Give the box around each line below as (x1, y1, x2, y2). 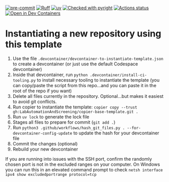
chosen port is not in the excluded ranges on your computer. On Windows (5, 161, 160, 167)
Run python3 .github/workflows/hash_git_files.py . (12, 124, 125, 130)
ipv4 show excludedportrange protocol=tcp (5, 172, 97, 177)
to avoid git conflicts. (12, 98, 57, 104)
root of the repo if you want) (12, 88, 72, 94)
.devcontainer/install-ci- (90, 72, 147, 78)
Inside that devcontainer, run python (12, 71, 88, 78)
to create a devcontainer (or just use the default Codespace (12, 61, 138, 67)
